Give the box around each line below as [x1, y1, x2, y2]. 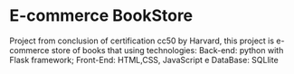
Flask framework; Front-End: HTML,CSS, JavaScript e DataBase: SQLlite [9, 54, 279, 65]
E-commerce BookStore [9, 5, 194, 26]
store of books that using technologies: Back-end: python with [51, 44, 284, 55]
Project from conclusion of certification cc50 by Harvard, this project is [9, 35, 274, 46]
